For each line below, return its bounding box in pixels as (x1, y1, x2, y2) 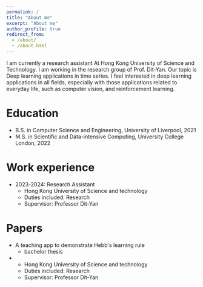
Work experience (6, 161, 95, 174)
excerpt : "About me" (6, 20, 59, 26)
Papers (6, 221, 43, 235)
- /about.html (12, 43, 47, 49)
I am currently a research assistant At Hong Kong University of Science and (6, 59, 195, 67)
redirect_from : (6, 32, 45, 38)
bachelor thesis (24, 248, 63, 255)
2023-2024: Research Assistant (15, 180, 95, 188)
